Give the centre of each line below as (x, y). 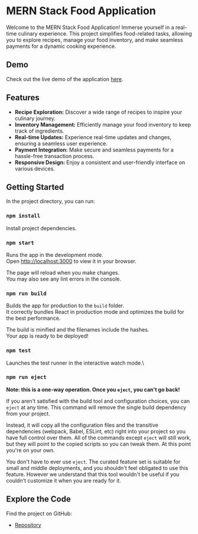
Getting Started (35, 187)
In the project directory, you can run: (51, 201)
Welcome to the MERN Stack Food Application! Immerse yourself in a (90, 27)
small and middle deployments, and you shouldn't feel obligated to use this (97, 468)
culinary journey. (35, 118)
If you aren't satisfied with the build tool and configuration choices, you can (98, 401)
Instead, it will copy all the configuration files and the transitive (82, 425)
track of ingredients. (39, 131)
